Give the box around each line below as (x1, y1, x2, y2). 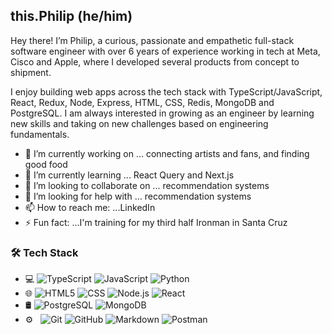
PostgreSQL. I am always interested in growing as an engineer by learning (10, 107, 315, 119)
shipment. (10, 66, 52, 78)
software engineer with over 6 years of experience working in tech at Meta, (10, 45, 321, 57)
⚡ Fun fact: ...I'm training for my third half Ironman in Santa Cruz (24, 216, 288, 228)
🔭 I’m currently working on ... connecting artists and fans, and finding (24, 147, 310, 159)
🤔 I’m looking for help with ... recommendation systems (24, 190, 252, 202)
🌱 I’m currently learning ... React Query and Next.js (24, 169, 235, 181)
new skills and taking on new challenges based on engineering (10, 117, 269, 129)
